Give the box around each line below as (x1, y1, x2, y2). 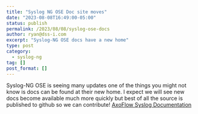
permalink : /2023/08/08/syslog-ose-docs (6, 25, 111, 32)
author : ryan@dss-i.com (6, 32, 67, 38)
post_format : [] (6, 65, 47, 72)
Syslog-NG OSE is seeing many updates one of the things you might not (6, 82, 187, 89)
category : (6, 49, 32, 55)
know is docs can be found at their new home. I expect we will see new (6, 89, 185, 96)
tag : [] (6, 59, 26, 65)
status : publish (6, 20, 47, 26)
